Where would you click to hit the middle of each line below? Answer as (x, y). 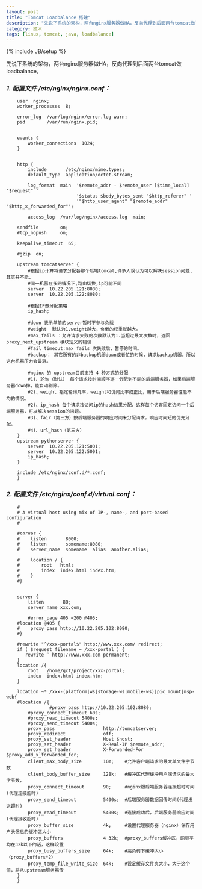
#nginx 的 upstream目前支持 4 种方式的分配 (78, 373)
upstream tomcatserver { (48, 265)
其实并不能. (19, 278)
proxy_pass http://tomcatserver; (93, 728)
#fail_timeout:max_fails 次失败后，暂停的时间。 (85, 349)
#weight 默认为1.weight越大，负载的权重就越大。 (84, 329)
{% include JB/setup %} (36, 51)
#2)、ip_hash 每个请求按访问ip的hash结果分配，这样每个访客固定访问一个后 (111, 405)
